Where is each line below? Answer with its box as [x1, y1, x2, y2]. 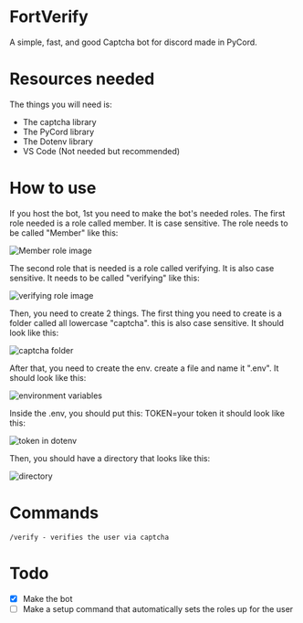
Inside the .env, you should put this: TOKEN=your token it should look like [9, 407, 286, 418]
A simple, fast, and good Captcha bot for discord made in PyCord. [9, 37, 257, 48]
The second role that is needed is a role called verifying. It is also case [9, 262, 275, 273]
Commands [9, 502, 99, 523]
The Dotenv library [22, 135, 94, 147]
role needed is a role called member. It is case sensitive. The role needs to [9, 217, 289, 228]
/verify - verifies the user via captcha [9, 533, 170, 542]
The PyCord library [22, 126, 95, 137]
